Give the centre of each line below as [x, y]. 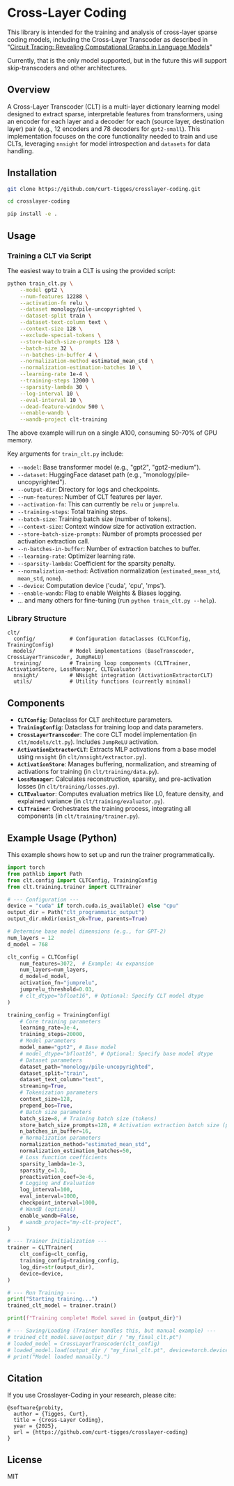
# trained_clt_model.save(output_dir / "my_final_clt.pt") [95, 1337]
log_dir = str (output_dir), [57, 1267]
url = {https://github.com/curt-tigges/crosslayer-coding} [101, 1432]
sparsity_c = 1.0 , [44, 1170]
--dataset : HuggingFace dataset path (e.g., [79, 474]
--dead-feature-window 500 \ [62, 407]
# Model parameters [48, 1041]
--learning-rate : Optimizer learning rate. [76, 556]
